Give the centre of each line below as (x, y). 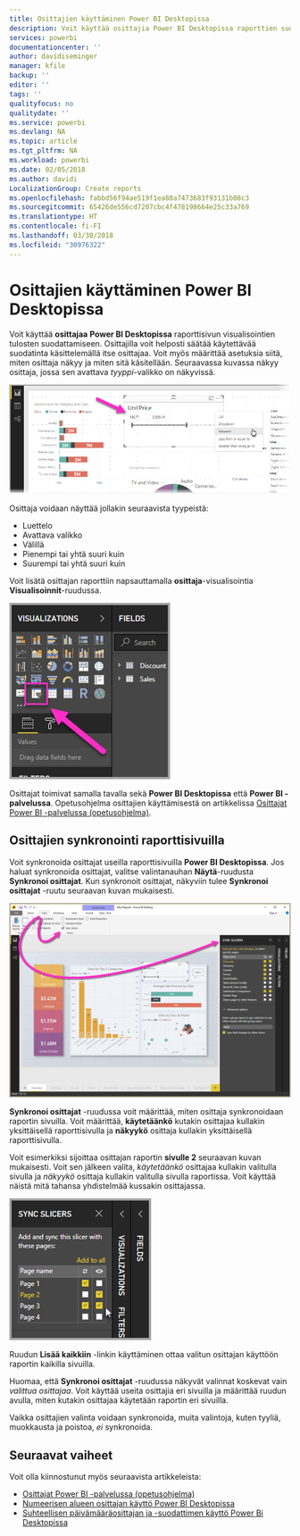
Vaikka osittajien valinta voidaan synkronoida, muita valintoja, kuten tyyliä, (145, 1418)
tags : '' (25, 94)
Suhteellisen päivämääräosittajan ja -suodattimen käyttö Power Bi (142, 1513)
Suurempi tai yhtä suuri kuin (74, 563)
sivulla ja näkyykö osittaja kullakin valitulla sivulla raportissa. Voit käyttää (143, 1177)
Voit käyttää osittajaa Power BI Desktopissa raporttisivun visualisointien (142, 334)
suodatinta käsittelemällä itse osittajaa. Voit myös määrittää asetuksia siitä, (146, 353)
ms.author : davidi (43, 179)
